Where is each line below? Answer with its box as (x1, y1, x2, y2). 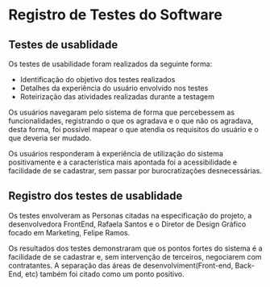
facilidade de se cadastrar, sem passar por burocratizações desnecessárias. (8, 166, 262, 175)
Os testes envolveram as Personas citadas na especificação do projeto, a (8, 210, 252, 220)
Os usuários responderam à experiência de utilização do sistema (8, 149, 224, 158)
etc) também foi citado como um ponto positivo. (25, 268, 185, 279)
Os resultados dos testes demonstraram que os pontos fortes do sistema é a (8, 243, 263, 253)
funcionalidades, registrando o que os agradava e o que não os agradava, (8, 116, 254, 126)
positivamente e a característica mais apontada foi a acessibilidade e (8, 157, 238, 167)
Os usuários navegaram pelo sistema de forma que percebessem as (8, 107, 235, 117)
